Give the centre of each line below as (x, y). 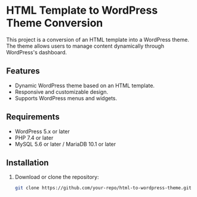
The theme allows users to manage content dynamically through (85, 46)
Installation (27, 163)
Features (23, 71)
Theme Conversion (55, 23)
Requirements (33, 117)
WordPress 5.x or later (42, 131)
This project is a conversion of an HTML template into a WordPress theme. (98, 39)
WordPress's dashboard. (37, 52)
